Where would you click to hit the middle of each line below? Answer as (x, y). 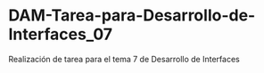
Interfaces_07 (61, 34)
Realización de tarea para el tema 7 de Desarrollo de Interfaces (124, 59)
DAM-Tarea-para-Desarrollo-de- (132, 16)
